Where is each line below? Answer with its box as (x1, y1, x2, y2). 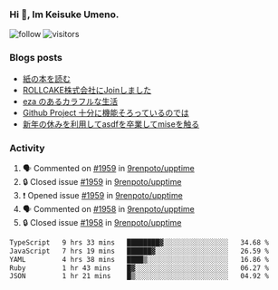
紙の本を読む (22, 72, 71, 84)
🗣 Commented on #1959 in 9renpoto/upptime (22, 162, 195, 173)
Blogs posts (9, 52, 63, 64)
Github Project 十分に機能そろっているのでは (22, 107, 190, 118)
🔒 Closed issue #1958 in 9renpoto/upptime (22, 217, 182, 227)
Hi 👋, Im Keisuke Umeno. (9, 8, 120, 21)
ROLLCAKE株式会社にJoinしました (22, 84, 152, 95)
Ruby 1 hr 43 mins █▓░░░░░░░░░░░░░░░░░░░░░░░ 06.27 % (9, 263, 270, 273)
